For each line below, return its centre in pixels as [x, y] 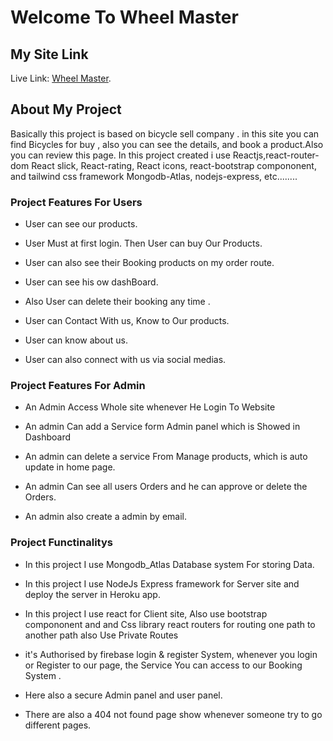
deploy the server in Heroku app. [92, 594]
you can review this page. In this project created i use [120, 155]
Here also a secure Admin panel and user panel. [123, 695]
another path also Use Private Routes [101, 635]
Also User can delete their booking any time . [117, 302]
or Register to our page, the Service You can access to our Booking [163, 665]
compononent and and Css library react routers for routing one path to [170, 624]
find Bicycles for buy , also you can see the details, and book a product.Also [167, 144]
